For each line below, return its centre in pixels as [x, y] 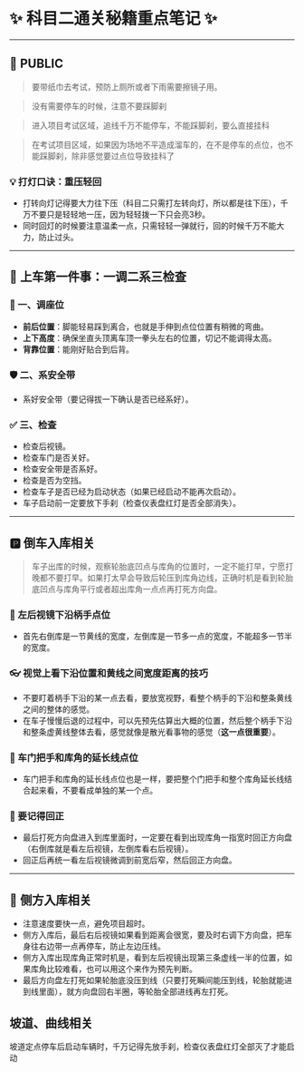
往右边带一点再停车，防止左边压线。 [98, 946]
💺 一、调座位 [37, 305]
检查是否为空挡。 [54, 481]
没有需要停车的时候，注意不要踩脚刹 [99, 106]
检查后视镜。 [46, 446]
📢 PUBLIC [36, 64]
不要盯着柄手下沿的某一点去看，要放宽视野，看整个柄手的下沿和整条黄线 [157, 697]
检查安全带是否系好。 [62, 469]
